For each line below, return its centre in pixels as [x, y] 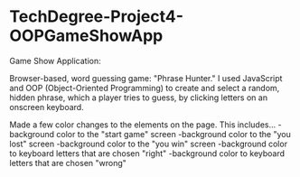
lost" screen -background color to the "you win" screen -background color [148, 144]
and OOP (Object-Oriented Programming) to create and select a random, [145, 88]
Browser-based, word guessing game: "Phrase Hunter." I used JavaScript [146, 78]
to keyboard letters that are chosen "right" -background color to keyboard [147, 153]
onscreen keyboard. [47, 107]
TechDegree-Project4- [96, 17]
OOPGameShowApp [86, 36]
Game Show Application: [55, 61]
